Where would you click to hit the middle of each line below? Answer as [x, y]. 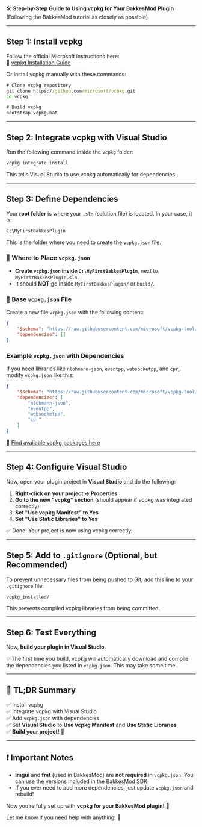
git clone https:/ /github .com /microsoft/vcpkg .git [71, 91]
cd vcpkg [17, 96]
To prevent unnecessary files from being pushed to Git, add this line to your [100, 579]
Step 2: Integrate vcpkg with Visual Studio [87, 137]
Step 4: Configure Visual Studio [67, 467]
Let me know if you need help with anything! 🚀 [64, 817]
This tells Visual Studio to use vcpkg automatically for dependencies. [92, 174]
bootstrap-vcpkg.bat [32, 113]
